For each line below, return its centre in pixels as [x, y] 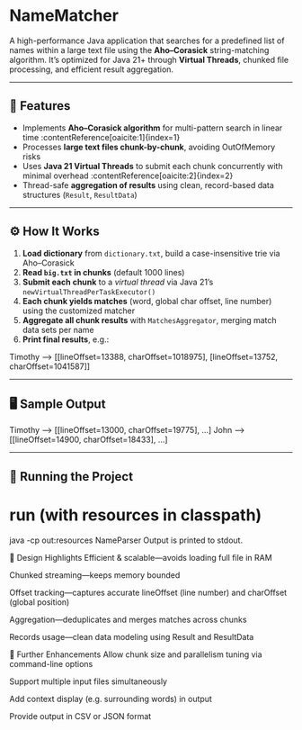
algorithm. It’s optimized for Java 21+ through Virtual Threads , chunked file [149, 59]
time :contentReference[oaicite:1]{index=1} [101, 137]
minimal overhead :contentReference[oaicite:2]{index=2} [128, 176]
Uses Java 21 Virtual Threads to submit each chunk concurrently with [152, 166]
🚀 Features [40, 106]
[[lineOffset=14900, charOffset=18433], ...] [89, 440]
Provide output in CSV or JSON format [80, 716]
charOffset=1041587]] [50, 366]
